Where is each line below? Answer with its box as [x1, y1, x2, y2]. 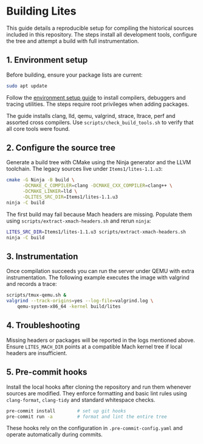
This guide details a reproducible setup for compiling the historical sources [6, 24, 194, 32]
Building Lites [6, 4, 77, 18]
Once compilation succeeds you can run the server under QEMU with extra [6, 268, 194, 275]
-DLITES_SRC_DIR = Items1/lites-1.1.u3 [22, 194, 119, 200]
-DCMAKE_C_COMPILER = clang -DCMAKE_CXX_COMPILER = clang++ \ [22, 182, 173, 189]
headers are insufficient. [6, 349, 67, 356]
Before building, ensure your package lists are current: [6, 71, 143, 78]
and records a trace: [6, 280, 57, 288]
